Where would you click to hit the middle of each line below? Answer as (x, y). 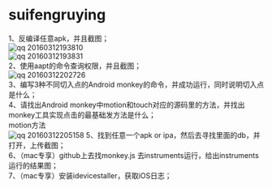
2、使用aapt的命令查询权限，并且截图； (75, 66)
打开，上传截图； (37, 145)
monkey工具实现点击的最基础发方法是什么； (82, 114)
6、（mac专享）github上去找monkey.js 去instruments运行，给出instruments (134, 155)
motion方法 (27, 125)
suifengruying (57, 15)
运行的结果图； (33, 165)
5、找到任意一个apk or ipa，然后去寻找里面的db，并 (173, 135)
